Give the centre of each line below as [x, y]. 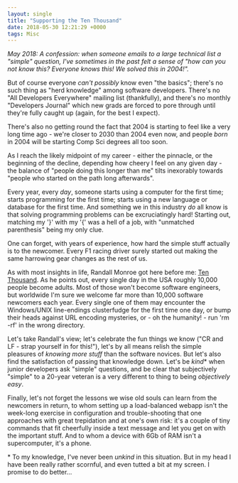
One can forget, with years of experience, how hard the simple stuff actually [119, 244]
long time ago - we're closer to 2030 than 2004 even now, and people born [118, 134]
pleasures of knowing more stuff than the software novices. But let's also [114, 354]
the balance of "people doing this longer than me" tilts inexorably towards [115, 170]
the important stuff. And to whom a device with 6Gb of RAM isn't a [104, 436]
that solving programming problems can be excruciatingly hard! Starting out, [119, 215]
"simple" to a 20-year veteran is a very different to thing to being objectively [119, 376]
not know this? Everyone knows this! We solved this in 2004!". [98, 69]
